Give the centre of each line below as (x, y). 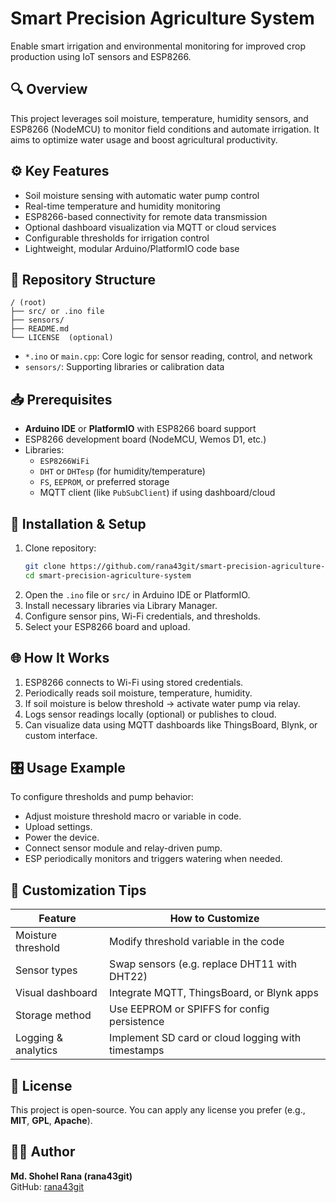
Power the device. (62, 838)
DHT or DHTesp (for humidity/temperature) (122, 471)
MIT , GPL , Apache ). (51, 1120)
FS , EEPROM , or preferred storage (104, 482)
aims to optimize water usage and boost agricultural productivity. (144, 139)
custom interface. (61, 735)
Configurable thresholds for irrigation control (117, 238)
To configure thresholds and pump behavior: (102, 797)
